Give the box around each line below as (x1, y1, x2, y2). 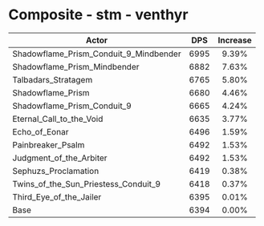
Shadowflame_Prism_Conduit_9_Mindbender (12, 48, 182, 59)
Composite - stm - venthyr (8, 6, 189, 24)
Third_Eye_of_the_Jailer (12, 191, 102, 202)
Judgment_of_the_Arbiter (12, 152, 108, 163)
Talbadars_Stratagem (12, 74, 93, 85)
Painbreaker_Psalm (12, 139, 85, 150)
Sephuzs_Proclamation (12, 165, 100, 176)
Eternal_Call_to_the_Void (12, 113, 104, 124)
